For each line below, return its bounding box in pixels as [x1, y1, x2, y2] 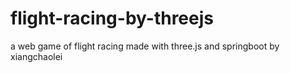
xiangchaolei [10, 50, 63, 62]
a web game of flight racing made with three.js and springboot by [10, 40, 280, 52]
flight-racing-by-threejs [10, 7, 214, 30]
